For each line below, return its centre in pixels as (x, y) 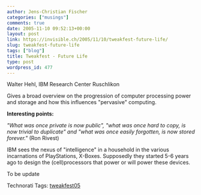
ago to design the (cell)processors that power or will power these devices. (99, 163)
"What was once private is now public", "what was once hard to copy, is (96, 126)
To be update (23, 174)
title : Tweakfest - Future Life (47, 56)
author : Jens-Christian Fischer (47, 12)
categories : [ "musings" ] (38, 17)
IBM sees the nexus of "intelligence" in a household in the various (88, 150)
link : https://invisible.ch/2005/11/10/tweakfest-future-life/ (88, 39)
